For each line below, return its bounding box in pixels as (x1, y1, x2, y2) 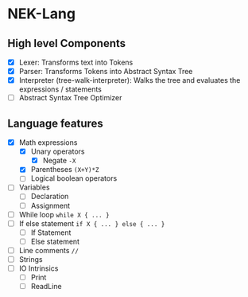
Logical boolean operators (30, 174, 118, 183)
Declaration (30, 192, 69, 201)
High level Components (7, 37, 126, 50)
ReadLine (30, 282, 62, 291)
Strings (18, 254, 43, 264)
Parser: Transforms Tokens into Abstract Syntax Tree (18, 67, 193, 76)
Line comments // (18, 245, 79, 255)
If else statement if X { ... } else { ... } (18, 218, 165, 228)
